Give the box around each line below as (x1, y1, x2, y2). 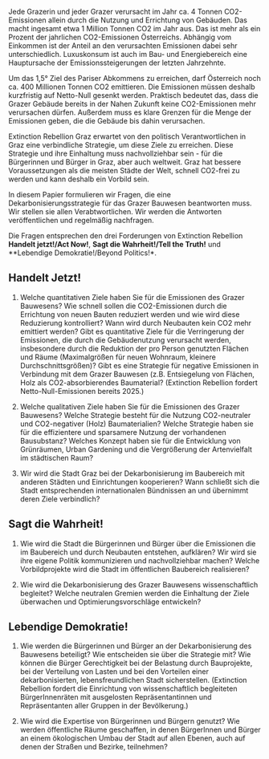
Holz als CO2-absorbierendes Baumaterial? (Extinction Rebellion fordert (19, 377, 259, 388)
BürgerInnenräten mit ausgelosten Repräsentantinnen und (19, 692, 212, 702)
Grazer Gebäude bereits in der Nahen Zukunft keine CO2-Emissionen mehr (8, 99, 257, 108)
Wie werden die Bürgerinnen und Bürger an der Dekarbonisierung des (19, 641, 252, 651)
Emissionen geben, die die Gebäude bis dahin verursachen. (8, 116, 206, 125)
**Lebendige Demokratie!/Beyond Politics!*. (8, 248, 157, 258)
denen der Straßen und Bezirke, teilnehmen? (19, 742, 169, 752)
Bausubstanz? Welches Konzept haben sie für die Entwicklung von (19, 436, 241, 445)
